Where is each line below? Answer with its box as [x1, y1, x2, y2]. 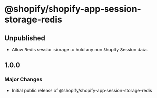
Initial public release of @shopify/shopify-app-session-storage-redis [11, 87, 152, 93]
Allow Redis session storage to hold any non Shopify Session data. [11, 47, 148, 52]
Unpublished [4, 34, 45, 42]
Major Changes [4, 76, 43, 83]
